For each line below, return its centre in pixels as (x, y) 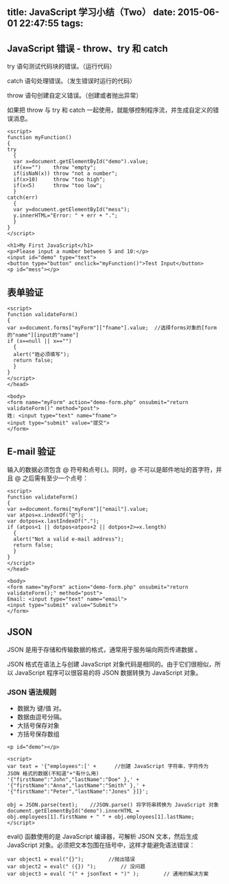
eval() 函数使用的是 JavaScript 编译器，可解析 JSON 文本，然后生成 (103, 836)
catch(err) (23, 198)
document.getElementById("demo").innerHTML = (73, 811)
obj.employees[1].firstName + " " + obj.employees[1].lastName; (101, 817)
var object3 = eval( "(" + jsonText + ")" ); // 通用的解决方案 (108, 874)
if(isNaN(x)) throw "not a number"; (65, 174)
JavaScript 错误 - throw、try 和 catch (87, 48)
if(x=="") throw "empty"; (55, 168)
